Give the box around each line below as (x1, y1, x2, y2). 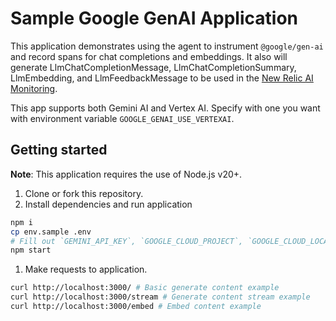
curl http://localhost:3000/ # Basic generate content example (10, 283, 280, 293)
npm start (10, 245, 52, 256)
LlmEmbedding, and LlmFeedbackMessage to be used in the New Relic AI (10, 72, 314, 84)
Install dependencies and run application (24, 198, 193, 210)
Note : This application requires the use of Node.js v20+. (10, 168, 243, 180)
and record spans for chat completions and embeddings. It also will (10, 50, 288, 62)
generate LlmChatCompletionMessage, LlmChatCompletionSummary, (10, 61, 297, 73)
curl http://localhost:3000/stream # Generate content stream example (10, 292, 311, 302)
